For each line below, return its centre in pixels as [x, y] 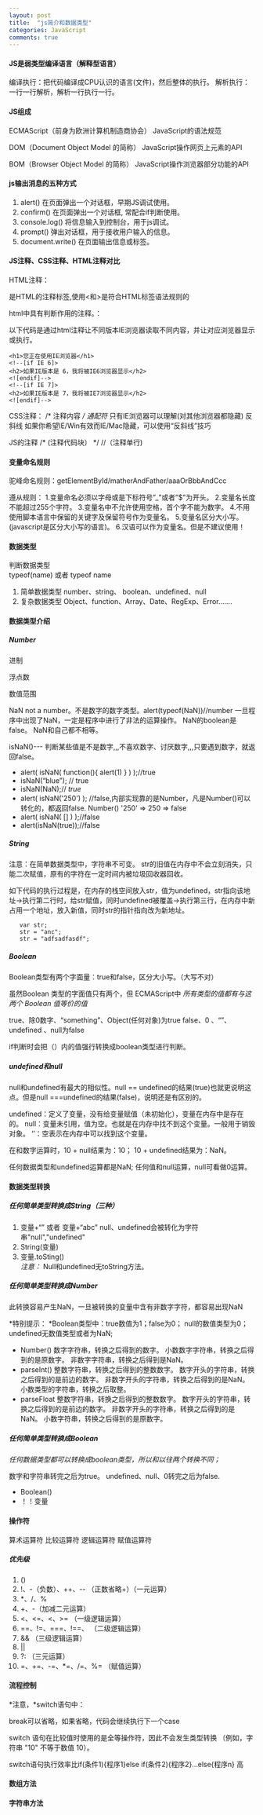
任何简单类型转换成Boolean [54, 1439]
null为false [67, 1030]
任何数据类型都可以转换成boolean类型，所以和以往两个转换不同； [115, 1460]
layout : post [30, 15]
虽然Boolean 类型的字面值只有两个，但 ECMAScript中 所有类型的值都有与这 [130, 993]
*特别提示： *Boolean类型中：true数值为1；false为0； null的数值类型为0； [129, 1323]
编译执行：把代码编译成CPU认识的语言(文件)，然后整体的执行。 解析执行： [129, 82]
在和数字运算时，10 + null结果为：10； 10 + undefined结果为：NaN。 [120, 1150]
